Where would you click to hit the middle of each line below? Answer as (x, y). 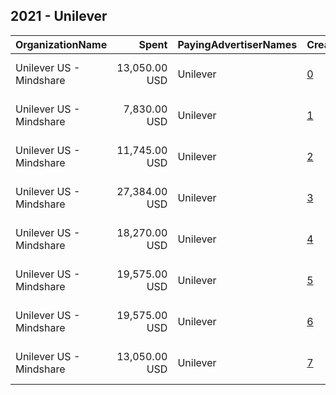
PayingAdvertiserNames (237, 44)
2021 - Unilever (59, 16)
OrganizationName (61, 44)
